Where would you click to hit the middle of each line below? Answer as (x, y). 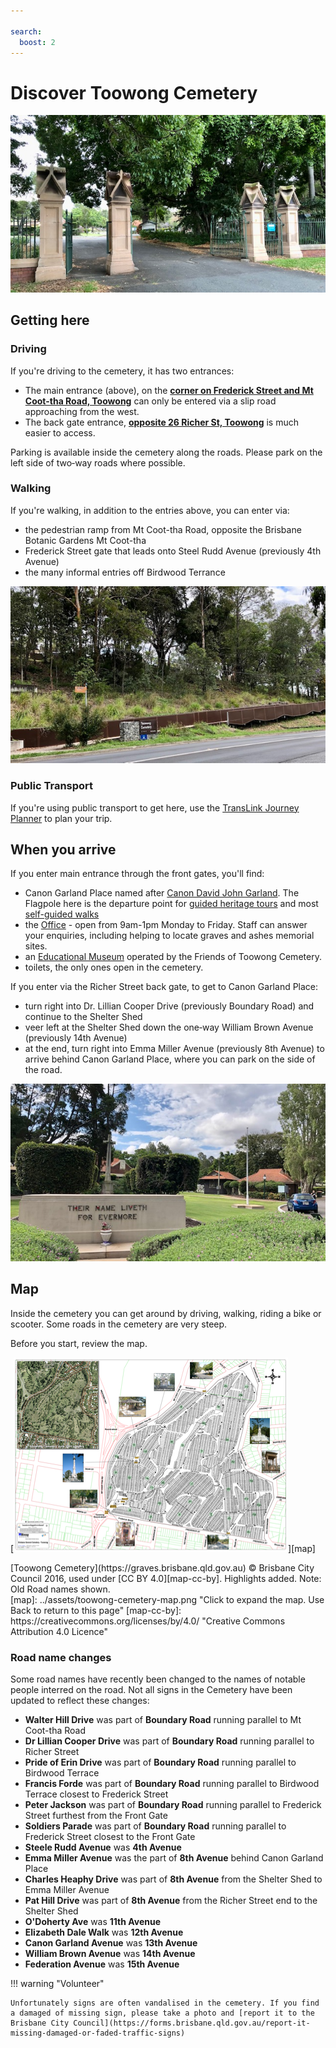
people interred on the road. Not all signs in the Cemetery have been (151, 1690)
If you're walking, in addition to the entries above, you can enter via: (150, 510)
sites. (36, 946)
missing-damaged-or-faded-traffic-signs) (98, 2033)
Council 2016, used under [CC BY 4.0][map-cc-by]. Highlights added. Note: (166, 1578)
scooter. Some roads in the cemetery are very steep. (119, 1324)
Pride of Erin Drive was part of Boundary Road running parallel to (160, 1762)
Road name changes (61, 1657)
